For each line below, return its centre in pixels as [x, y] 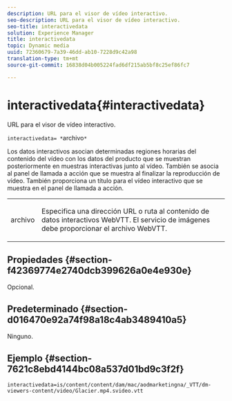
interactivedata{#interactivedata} [106, 105]
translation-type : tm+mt [43, 59]
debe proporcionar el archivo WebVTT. [104, 228]
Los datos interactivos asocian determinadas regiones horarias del [102, 151]
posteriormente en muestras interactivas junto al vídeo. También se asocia [113, 166]
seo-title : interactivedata [48, 26]
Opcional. [21, 287]
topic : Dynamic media [38, 46]
